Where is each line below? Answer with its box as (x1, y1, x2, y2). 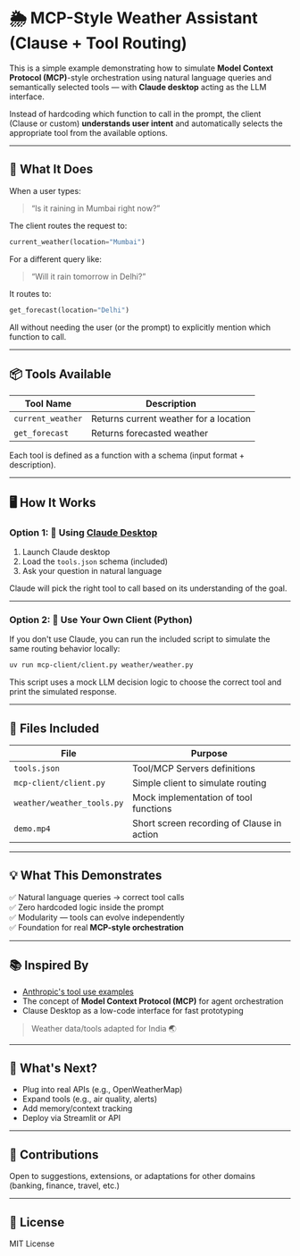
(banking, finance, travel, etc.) (9, 1180, 121, 1191)
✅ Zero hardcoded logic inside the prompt (9, 901, 164, 913)
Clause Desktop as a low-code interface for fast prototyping (21, 1005, 244, 1016)
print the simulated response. (9, 687, 118, 697)
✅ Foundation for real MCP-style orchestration (9, 922, 185, 932)
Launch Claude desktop (21, 547, 110, 557)
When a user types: (9, 185, 82, 196)
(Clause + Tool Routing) (9, 33, 187, 54)
